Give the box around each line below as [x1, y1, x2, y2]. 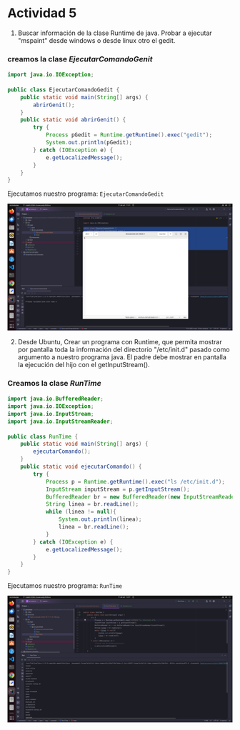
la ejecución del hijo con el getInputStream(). [17, 360, 150, 369]
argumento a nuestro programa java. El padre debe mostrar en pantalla [17, 352, 227, 361]
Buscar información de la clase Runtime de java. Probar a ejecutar [17, 29, 212, 37]
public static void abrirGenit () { [20, 116, 126, 124]
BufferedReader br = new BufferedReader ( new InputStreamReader [45, 493, 238, 501]
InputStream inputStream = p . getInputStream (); [45, 486, 191, 493]
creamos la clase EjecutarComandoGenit [7, 54, 153, 64]
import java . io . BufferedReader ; [7, 395, 104, 403]
